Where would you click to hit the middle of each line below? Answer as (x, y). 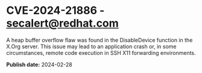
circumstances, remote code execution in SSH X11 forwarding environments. (101, 52)
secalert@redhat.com (62, 23)
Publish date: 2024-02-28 (39, 65)
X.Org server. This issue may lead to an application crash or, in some (91, 46)
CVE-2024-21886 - (55, 11)
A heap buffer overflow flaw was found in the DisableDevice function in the (99, 40)
